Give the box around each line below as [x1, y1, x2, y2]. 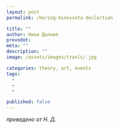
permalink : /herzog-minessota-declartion [6, 15, 114, 21]
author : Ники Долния [6, 31, 59, 37]
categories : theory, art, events [6, 65, 92, 71]
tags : [6, 71, 20, 77]
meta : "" [6, 43, 29, 49]
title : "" [6, 26, 32, 32]
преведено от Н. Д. [6, 116, 57, 123]
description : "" [6, 48, 48, 55]
